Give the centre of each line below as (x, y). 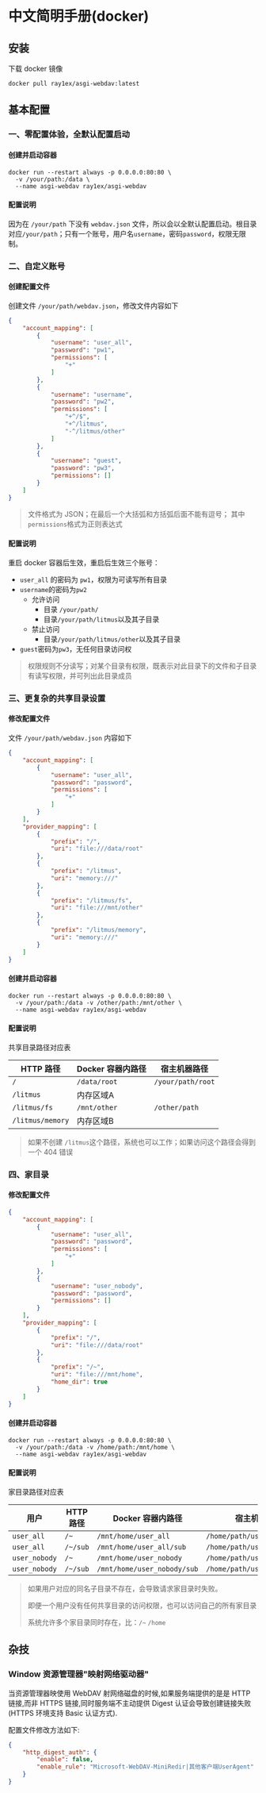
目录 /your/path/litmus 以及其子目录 (101, 619)
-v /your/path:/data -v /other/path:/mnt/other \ (99, 1002)
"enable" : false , (65, 1760)
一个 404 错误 (50, 1152)
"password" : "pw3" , (82, 468)
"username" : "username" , (91, 394)
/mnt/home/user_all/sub (142, 1547)
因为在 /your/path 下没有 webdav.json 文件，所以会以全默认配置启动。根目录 (133, 224)
